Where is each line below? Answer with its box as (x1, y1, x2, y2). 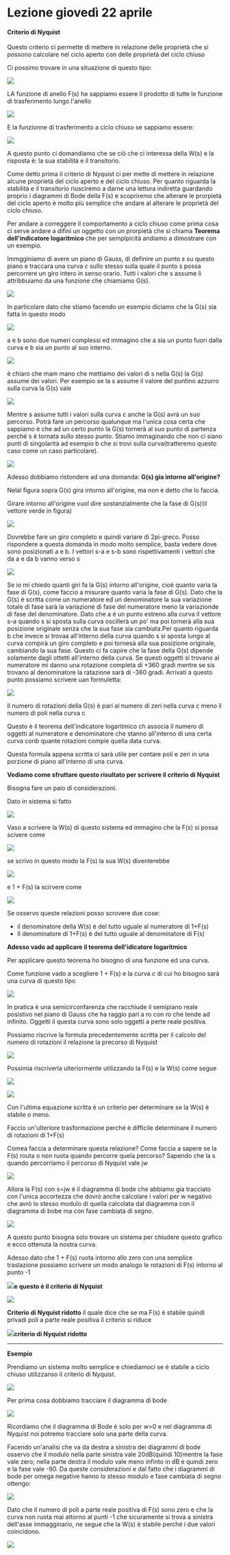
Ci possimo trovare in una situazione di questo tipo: (7, 64, 152, 72)
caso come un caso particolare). (7, 447, 99, 455)
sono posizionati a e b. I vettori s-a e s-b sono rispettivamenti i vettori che (7, 547, 216, 556)
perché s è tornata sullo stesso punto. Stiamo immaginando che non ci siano (7, 432, 222, 440)
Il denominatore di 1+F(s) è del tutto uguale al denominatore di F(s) (16, 930, 205, 938)
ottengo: (7, 1480, 31, 1488)
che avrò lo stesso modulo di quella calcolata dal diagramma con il (7, 1200, 195, 1208)
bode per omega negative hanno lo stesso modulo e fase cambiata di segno (7, 1472, 222, 1480)
